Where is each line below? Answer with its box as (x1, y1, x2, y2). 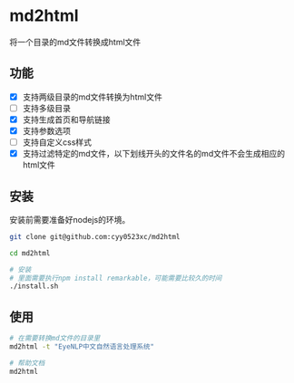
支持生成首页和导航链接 (22, 114, 111, 125)
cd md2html (9, 248, 51, 258)
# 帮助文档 (9, 359, 45, 368)
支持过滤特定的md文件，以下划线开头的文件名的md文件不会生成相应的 (22, 148, 286, 159)
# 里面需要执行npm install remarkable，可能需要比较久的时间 (9, 273, 222, 282)
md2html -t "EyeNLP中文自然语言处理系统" (9, 342, 154, 351)
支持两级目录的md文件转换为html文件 (22, 91, 163, 102)
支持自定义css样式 (22, 137, 93, 148)
